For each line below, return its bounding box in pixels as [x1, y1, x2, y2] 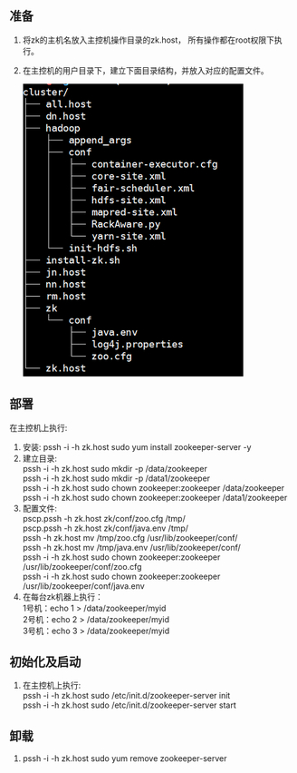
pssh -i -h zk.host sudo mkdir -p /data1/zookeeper [22, 473, 211, 484]
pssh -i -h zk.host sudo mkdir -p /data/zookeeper [22, 463, 208, 474]
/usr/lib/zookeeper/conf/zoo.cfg [22, 561, 142, 572]
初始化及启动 [9, 654, 81, 670]
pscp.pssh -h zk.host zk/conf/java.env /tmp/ [22, 523, 188, 533]
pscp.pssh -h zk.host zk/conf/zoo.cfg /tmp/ [22, 513, 186, 523]
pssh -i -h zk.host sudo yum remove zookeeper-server [22, 753, 227, 764]
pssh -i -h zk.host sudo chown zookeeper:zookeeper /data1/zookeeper [22, 492, 288, 503]
